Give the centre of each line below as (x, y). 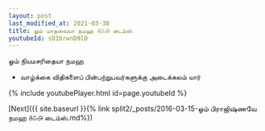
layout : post (30, 16)
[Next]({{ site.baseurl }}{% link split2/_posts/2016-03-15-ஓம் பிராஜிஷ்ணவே (133, 108)
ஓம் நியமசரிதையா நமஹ (46, 61)
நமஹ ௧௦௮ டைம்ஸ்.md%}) (51, 118)
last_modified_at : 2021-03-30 (59, 23)
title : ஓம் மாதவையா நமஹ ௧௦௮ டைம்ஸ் (70, 31)
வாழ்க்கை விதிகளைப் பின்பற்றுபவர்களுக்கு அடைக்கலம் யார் (110, 77)
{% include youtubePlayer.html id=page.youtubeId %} (98, 93)
